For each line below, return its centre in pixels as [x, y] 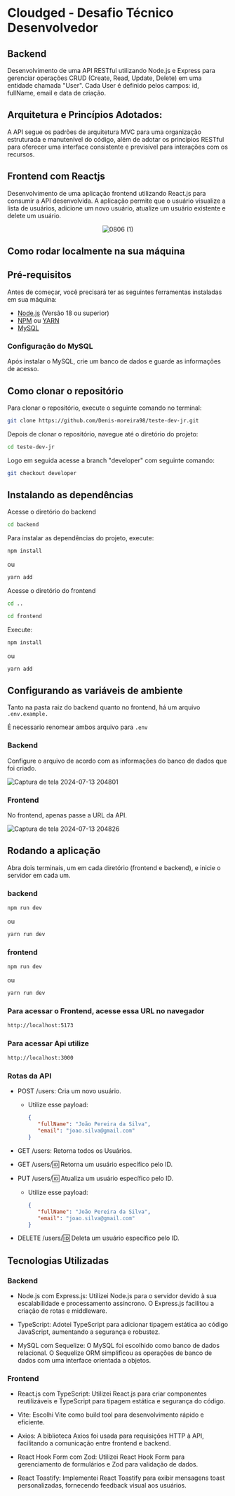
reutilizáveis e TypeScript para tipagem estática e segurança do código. [121, 1401]
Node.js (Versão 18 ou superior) [63, 313]
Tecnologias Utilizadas [58, 1261]
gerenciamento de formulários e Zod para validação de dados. [108, 1464]
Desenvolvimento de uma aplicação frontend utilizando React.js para [107, 193]
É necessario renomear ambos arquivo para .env [78, 727]
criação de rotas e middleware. [62, 1311]
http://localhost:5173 [40, 1026]
